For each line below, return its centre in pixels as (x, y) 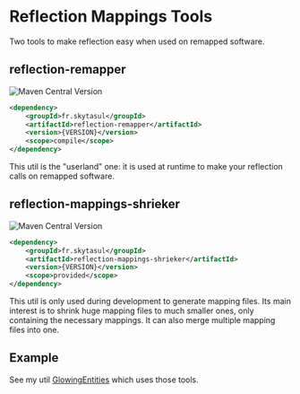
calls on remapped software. (62, 176)
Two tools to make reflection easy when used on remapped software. (137, 41)
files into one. (34, 330)
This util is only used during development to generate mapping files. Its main (150, 302)
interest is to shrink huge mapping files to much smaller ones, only (132, 311)
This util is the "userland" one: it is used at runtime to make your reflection (146, 166)
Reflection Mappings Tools (111, 17)
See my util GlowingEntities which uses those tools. (104, 380)
